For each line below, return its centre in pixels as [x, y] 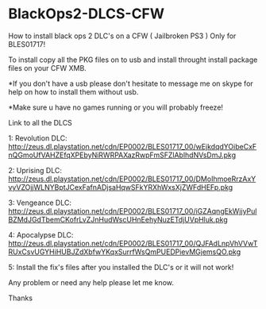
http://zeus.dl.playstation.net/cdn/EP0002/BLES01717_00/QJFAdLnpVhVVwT [133, 243]
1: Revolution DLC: [38, 138]
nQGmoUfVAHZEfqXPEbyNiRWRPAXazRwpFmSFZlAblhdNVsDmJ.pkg [122, 155]
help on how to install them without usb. [73, 91]
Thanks [21, 298]
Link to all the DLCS [40, 122]
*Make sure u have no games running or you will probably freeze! [116, 107]
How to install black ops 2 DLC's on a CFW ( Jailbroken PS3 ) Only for [122, 36]
